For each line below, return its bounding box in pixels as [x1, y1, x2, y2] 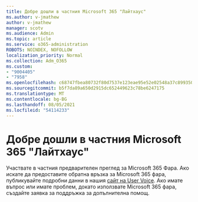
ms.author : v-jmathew [6, 14, 60, 20]
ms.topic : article [6, 36, 51, 42]
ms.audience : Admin [6, 31, 54, 37]
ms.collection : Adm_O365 [6, 58, 67, 64]
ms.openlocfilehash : [6, 80, 57, 86]
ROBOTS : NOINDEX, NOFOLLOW [6, 47, 72, 53]
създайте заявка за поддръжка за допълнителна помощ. [6, 190, 150, 197]
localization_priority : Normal [6, 52, 83, 58]
